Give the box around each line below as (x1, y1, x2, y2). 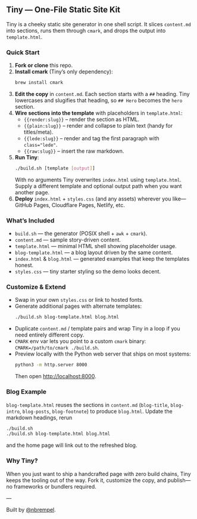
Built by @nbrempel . (6, 506, 57, 513)
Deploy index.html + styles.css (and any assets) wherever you (14, 195, 171, 202)
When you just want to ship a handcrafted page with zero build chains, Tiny (6, 470, 192, 477)
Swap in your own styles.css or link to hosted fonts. (14, 296, 144, 304)
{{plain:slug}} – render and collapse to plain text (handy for (23, 122, 173, 129)
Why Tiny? (6, 456, 38, 465)
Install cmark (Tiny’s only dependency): (14, 68, 113, 75)
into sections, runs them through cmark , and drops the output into (6, 27, 166, 34)
